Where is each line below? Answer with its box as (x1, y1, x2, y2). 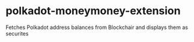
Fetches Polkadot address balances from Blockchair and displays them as (5, 24, 189, 31)
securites (5, 30, 29, 37)
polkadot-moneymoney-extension (5, 4, 181, 18)
